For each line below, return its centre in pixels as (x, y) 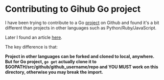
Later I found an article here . (34, 37)
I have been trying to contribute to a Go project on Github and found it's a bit (82, 23)
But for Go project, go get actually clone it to (51, 61)
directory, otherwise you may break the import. (54, 72)
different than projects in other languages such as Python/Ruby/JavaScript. (81, 27)
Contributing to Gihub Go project (73, 9)
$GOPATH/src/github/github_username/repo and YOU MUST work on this (82, 67)
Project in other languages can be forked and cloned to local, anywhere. (80, 56)
